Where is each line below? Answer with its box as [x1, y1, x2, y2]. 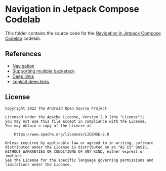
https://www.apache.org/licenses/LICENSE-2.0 [14, 132, 110, 137]
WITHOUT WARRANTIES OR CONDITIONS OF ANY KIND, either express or [5, 149, 145, 154]
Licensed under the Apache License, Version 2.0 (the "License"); [5, 114, 145, 119]
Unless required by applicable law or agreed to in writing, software [5, 140, 154, 145]
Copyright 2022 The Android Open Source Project [5, 106, 107, 111]
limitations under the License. [5, 162, 72, 167]
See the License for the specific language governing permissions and [5, 158, 154, 163]
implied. [5, 153, 23, 158]
